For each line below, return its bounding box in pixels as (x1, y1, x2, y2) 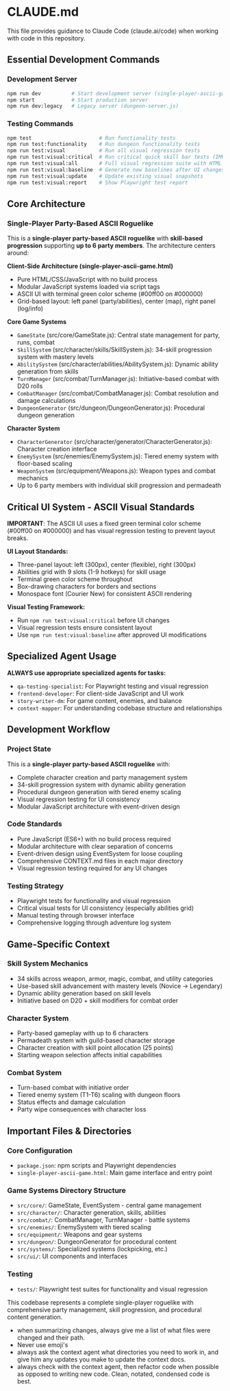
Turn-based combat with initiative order (16, 1083, 129, 1092)
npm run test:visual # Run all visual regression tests (7, 147, 201, 154)
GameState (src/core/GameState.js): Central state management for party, (16, 331, 220, 339)
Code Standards (7, 820, 63, 829)
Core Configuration (7, 1146, 73, 1155)
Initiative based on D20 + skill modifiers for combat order (16, 996, 179, 1005)
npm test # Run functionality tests (7, 134, 176, 141)
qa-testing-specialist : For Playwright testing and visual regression (16, 682, 209, 690)
